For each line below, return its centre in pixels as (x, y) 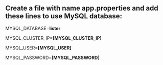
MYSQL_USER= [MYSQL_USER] (38, 48)
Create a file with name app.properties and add (82, 8)
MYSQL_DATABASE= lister (33, 28)
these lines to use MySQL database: (64, 16)
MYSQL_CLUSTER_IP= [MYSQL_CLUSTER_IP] (54, 38)
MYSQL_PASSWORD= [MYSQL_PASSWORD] (52, 57)
